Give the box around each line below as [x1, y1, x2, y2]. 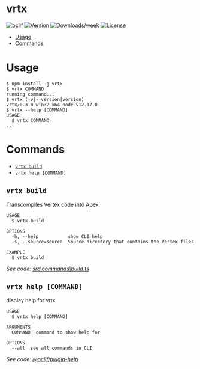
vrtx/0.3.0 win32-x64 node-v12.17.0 [6, 102, 98, 108]
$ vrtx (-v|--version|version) [6, 96, 84, 102]
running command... [6, 91, 55, 97]
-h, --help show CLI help [11, 233, 103, 239]
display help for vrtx [6, 297, 56, 304]
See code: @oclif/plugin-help [6, 356, 78, 363]
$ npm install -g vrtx [6, 81, 63, 87]
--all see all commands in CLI [11, 345, 93, 352]
